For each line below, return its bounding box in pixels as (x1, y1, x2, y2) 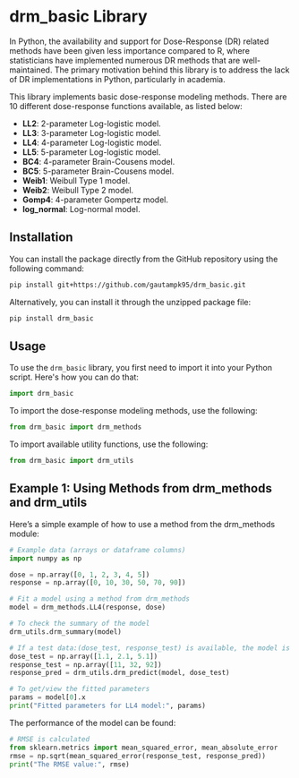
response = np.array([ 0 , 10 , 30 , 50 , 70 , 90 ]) (9, 578, 186, 587)
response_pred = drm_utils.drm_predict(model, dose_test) (9, 669, 230, 678)
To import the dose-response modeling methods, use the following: (9, 406, 258, 416)
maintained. (9, 64, 53, 75)
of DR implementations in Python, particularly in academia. (9, 73, 226, 84)
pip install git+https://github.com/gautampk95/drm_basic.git (9, 280, 246, 289)
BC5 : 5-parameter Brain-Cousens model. (21, 166, 175, 176)
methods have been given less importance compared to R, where (9, 45, 251, 56)
